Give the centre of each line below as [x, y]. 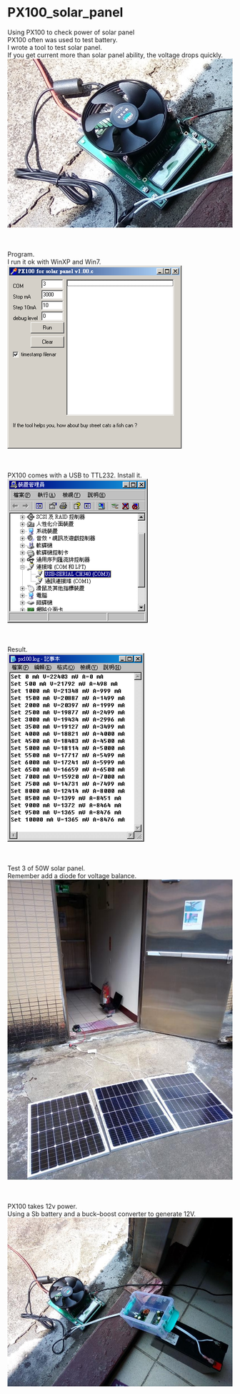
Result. [17, 649]
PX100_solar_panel [65, 13]
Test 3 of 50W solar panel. [46, 868]
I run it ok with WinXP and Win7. [54, 262]
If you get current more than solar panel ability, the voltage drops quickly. [115, 55]
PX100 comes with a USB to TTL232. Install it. [75, 475]
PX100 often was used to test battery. [62, 39]
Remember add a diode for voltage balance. [72, 876]
